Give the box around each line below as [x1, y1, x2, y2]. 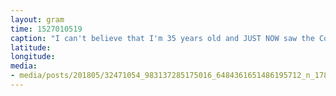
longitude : [10, 52, 56, 62]
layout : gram [10, 14, 65, 25]
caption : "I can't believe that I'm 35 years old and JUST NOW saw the [10, 33, 315, 43]
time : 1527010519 [10, 24, 83, 34]
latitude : [10, 42, 52, 53]
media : [10, 61, 38, 71]
